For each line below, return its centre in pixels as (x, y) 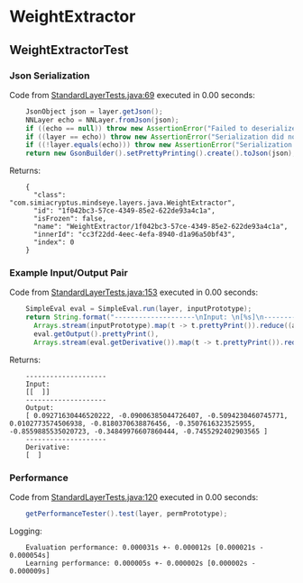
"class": (50, 196)
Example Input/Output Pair (69, 273)
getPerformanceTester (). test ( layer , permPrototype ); (127, 514)
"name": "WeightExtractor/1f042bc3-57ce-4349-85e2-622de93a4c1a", (161, 227)
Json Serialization (50, 76)
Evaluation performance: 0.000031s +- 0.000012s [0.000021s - (145, 547)
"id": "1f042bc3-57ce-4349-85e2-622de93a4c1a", (124, 211)
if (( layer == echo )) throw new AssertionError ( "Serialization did (155, 137)
